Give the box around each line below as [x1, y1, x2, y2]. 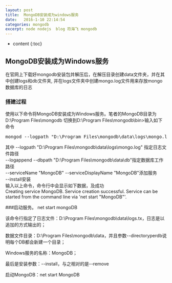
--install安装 [5, 176, 31, 183]
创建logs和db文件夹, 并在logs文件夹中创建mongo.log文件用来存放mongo [9, 77, 163, 84]
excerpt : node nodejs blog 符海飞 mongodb [5, 27, 97, 32]
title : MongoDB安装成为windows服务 [5, 12, 79, 17]
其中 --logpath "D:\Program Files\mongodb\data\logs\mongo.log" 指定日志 [5, 144, 162, 150]
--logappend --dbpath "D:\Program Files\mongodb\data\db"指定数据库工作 [5, 157, 164, 163]
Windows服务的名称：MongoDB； [5, 250, 78, 256]
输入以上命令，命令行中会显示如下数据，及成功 [5, 183, 104, 189]
